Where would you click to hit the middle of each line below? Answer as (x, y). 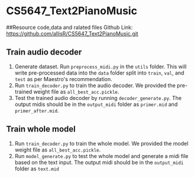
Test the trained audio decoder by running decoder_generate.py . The (98, 98)
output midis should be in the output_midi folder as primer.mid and (96, 104)
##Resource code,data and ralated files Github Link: (69, 27)
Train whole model (41, 129)
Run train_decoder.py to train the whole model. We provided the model (101, 143)
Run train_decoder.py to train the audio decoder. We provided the (95, 85)
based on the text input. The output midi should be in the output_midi (99, 162)
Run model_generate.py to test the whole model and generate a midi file (101, 156)
